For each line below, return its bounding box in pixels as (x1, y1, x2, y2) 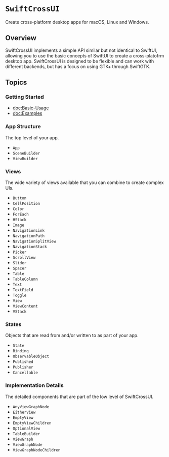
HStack (12, 218, 27, 223)
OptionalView (12, 426, 40, 431)
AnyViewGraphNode (12, 404, 50, 409)
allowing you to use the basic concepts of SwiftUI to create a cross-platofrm (5, 52, 164, 58)
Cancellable (12, 370, 38, 375)
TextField (12, 288, 34, 293)
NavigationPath (12, 233, 45, 239)
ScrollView (12, 255, 36, 260)
